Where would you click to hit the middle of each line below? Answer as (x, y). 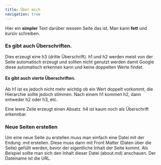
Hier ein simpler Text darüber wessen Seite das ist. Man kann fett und (76, 28)
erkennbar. (16, 114)
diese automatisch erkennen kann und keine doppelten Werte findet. (74, 67)
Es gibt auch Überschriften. (39, 46)
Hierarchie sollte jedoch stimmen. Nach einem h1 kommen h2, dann (73, 94)
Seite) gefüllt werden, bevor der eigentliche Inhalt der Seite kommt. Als (77, 148)
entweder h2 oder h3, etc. (31, 99)
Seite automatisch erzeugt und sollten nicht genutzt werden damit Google (80, 62)
